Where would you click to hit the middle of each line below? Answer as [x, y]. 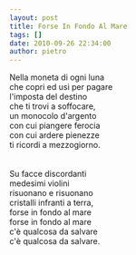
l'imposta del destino [49, 97]
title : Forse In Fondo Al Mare [68, 26]
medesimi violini [39, 183]
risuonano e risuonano [51, 193]
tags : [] [26, 34]
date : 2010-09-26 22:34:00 [60, 43]
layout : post [34, 18]
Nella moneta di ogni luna [57, 77]
